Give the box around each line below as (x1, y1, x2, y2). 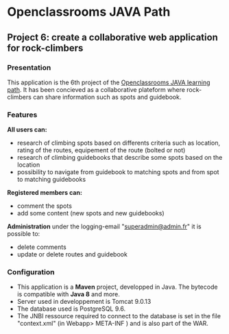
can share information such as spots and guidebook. (33, 93, 182, 101)
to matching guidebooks (16, 176, 86, 184)
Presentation (7, 62, 51, 72)
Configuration (7, 267, 55, 277)
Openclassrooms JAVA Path (7, 4, 171, 20)
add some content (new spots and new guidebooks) (16, 209, 165, 217)
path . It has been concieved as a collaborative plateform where (7, 85, 185, 93)
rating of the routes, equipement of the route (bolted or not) (16, 146, 186, 154)
